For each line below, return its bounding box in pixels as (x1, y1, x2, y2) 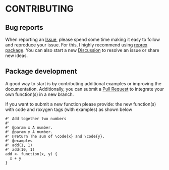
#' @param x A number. (5, 125, 53, 130)
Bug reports (5, 23, 44, 32)
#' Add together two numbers (5, 116, 67, 121)
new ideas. (5, 52, 28, 59)
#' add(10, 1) (5, 147, 35, 152)
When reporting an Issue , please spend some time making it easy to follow (5, 36, 160, 42)
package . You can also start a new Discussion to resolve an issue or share (5, 47, 160, 53)
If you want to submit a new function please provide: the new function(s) (5, 101, 156, 107)
